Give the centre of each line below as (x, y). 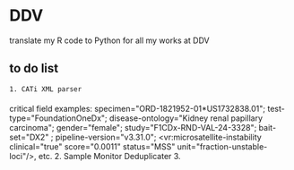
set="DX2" (29, 137)
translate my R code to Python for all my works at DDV (109, 40)
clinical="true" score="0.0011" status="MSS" (92, 147)
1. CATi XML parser (46, 89)
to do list (34, 68)
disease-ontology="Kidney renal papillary (186, 118)
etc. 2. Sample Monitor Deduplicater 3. (109, 157)
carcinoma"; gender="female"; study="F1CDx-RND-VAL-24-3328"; (133, 128)
